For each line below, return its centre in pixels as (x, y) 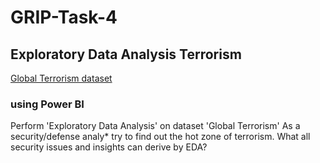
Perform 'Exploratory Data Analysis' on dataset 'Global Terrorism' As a (155, 126)
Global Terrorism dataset (61, 78)
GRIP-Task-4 (64, 17)
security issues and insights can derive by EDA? (109, 147)
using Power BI (47, 104)
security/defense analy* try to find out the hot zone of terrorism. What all (160, 137)
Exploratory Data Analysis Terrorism (126, 54)
